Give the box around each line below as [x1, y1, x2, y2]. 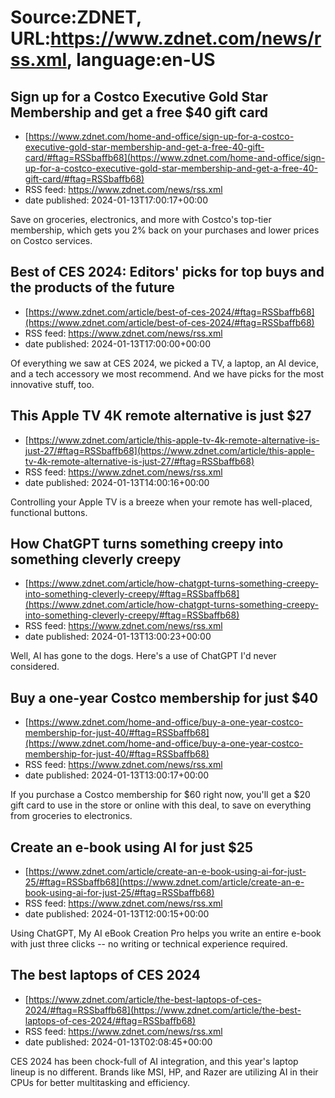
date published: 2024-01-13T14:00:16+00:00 [24, 476, 210, 488]
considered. [10, 661, 60, 673]
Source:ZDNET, [10, 6, 142, 29]
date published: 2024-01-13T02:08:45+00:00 [24, 1036, 213, 1048]
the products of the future [10, 279, 175, 296]
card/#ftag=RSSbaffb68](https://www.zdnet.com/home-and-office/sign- [24, 152, 326, 163]
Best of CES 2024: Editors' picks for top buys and [10, 264, 325, 281]
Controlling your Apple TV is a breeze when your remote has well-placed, [10, 496, 313, 508]
